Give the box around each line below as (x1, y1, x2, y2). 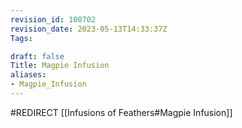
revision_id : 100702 (10, 14, 97, 25)
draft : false (10, 51, 65, 61)
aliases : (10, 70, 47, 80)
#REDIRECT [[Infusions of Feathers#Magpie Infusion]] (10, 106, 233, 118)
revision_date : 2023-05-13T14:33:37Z (10, 24, 168, 34)
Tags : (10, 33, 33, 43)
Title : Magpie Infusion (10, 61, 110, 71)
